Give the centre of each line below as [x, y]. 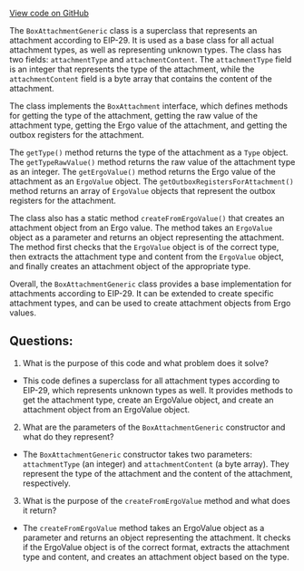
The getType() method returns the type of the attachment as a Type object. [149, 152]
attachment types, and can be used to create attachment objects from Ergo [150, 303]
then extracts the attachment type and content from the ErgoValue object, [147, 256]
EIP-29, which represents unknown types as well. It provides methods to [157, 390]
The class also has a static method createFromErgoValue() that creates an [147, 218]
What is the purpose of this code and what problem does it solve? [146, 363]
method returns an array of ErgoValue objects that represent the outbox [142, 191]
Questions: [41, 341]
